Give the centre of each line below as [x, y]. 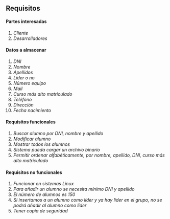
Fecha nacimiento [32, 110]
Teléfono [22, 99]
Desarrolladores [30, 38]
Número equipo [30, 83]
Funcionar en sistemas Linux [43, 184]
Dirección [23, 105]
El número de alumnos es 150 [44, 194]
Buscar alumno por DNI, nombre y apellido [58, 133]
